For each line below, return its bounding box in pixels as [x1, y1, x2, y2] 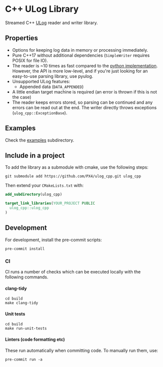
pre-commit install [5, 246, 45, 251]
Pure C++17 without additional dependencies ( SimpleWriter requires [12, 52, 150, 58]
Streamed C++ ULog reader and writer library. [5, 20, 98, 26]
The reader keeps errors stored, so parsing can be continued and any [12, 99, 153, 105]
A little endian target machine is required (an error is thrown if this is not [12, 89, 158, 94]
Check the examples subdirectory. [5, 137, 74, 143]
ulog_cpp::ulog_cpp [9, 206, 49, 211]
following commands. [5, 274, 48, 280]
